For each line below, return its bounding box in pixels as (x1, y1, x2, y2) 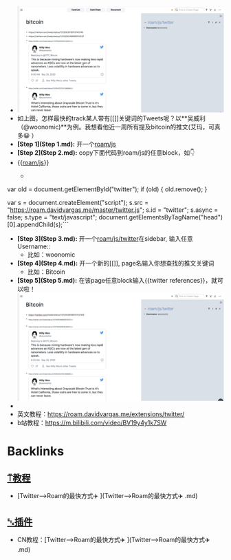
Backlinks (7, 443, 65, 459)
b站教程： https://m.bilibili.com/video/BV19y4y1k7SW (16, 419, 167, 427)
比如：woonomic (27, 250, 76, 259)
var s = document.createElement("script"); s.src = (7, 199, 149, 207)
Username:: (16, 242, 50, 250)
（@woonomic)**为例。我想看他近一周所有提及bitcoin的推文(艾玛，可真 (16, 123, 221, 131)
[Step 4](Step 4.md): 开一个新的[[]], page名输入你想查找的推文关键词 (16, 259, 214, 268)
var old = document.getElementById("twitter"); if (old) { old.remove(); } (7, 185, 208, 193)
